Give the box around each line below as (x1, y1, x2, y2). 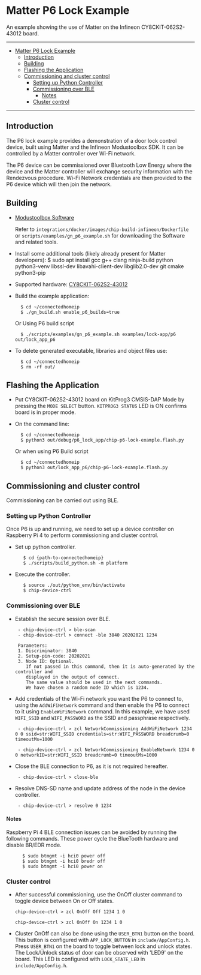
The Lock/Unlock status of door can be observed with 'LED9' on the (14, 949, 184, 956)
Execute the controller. (14, 571, 71, 578)
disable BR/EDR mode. (6, 841, 62, 848)
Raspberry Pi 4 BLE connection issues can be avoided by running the (6, 829, 177, 836)
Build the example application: (14, 292, 90, 299)
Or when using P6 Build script (14, 448, 89, 455)
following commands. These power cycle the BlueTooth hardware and (6, 835, 178, 842)
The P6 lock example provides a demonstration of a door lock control (6, 137, 177, 144)
